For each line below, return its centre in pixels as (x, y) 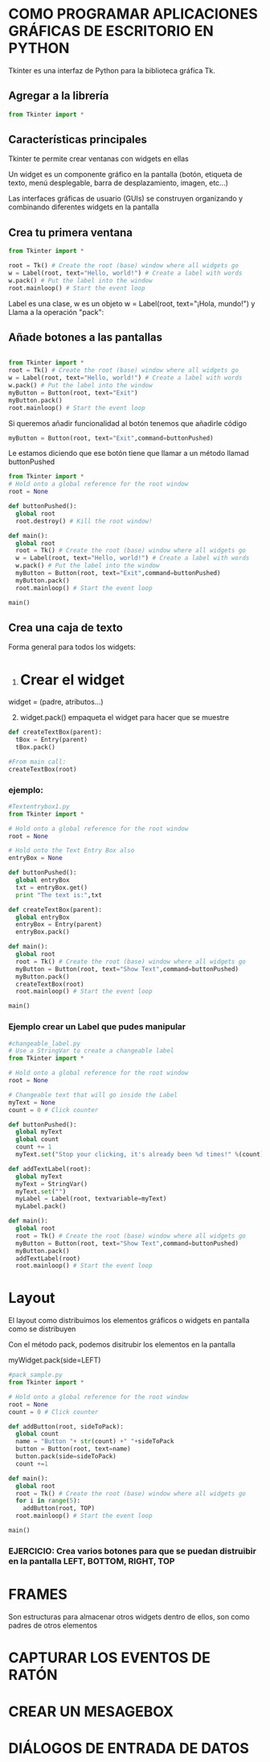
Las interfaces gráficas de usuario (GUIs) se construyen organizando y (126, 199)
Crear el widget (72, 679)
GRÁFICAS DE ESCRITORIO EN (111, 31)
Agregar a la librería (59, 96)
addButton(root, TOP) (59, 1508)
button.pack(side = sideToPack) (66, 1457)
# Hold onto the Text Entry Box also (72, 850)
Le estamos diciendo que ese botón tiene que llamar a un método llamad (129, 453)
